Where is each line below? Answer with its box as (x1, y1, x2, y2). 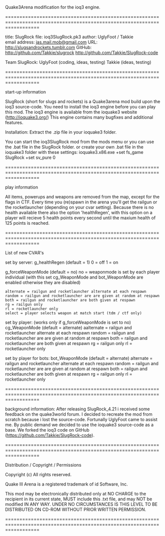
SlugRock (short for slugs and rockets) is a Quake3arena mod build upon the (5, 98, 161, 104)
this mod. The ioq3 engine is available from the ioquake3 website (5, 109, 137, 115)
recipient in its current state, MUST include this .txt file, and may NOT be (5, 496, 153, 502)
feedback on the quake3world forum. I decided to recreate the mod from (5, 411, 153, 417)
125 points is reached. (5, 220, 50, 226)
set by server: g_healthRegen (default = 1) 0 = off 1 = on (5, 259, 118, 265)
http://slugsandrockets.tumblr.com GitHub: (5, 45, 92, 50)
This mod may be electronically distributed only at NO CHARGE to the (5, 491, 146, 496)
